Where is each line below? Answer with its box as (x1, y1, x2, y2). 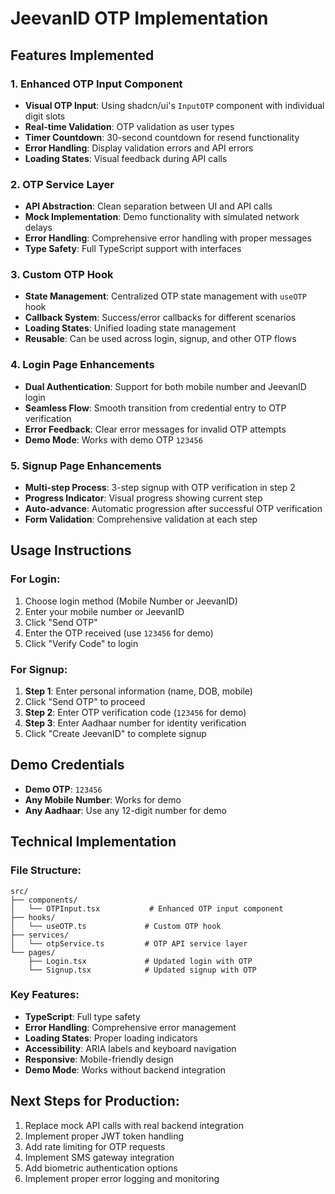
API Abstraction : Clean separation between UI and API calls (24, 200, 273, 212)
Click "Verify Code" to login (24, 637, 139, 649)
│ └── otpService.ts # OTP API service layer (10, 938, 248, 949)
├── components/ (10, 895, 78, 905)
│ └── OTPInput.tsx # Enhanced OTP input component (10, 903, 284, 914)
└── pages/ (10, 947, 56, 957)
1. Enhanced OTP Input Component (10, 77, 183, 91)
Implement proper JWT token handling (24, 1130, 185, 1142)
